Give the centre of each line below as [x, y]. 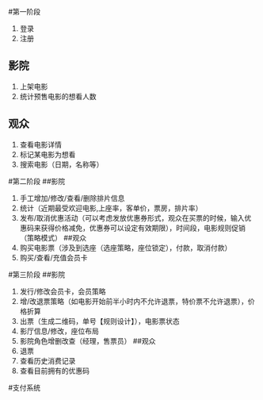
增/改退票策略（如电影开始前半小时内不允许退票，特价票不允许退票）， [133, 301]
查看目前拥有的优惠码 [54, 371]
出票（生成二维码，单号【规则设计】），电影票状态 [99, 321]
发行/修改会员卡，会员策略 [63, 291]
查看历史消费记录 [48, 360]
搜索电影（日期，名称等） [61, 164]
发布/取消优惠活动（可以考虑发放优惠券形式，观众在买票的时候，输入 [132, 217]
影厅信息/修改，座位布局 [59, 331]
